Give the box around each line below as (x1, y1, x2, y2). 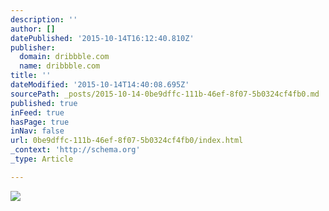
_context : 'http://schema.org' (10, 145, 141, 155)
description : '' (10, 14, 78, 25)
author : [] (10, 24, 56, 34)
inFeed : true (10, 107, 65, 118)
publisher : (10, 42, 56, 53)
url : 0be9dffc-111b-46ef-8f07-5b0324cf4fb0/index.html (10, 136, 244, 146)
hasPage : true (10, 117, 70, 127)
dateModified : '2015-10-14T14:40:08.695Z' (10, 80, 190, 90)
